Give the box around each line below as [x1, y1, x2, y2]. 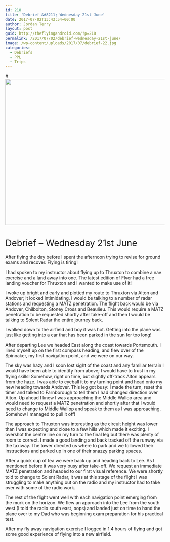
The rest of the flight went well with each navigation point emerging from [5, 494, 157, 500]
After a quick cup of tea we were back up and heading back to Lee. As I [5, 458, 155, 464]
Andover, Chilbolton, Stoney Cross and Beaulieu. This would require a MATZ [5, 306, 164, 312]
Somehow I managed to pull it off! [5, 411, 76, 417]
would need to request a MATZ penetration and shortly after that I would [5, 400, 156, 406]
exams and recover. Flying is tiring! [5, 259, 78, 265]
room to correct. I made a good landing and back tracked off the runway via [5, 437, 163, 443]
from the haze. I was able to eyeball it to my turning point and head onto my [5, 379, 163, 385]
